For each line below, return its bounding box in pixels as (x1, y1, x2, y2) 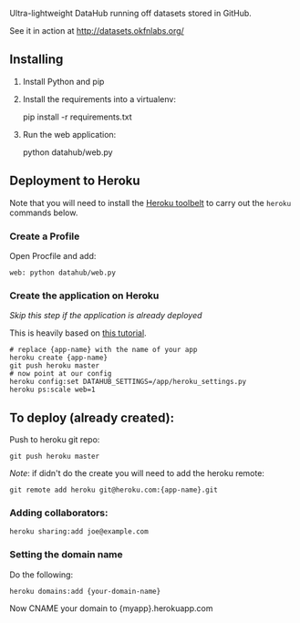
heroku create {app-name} (9, 353, 108, 363)
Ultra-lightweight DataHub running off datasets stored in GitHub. (9, 8, 253, 18)
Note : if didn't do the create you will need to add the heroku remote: (9, 468, 264, 479)
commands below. (9, 207, 78, 218)
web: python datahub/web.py (9, 268, 117, 277)
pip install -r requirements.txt (22, 111, 132, 122)
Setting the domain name (9, 548, 123, 561)
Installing (9, 52, 64, 67)
